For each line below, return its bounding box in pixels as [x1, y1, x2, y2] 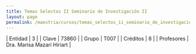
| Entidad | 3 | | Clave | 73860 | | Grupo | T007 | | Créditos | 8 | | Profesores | [6, 35, 189, 42]
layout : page [6, 14, 38, 20]
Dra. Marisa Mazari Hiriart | [6, 41, 71, 48]
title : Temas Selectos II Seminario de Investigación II [6, 8, 148, 15]
